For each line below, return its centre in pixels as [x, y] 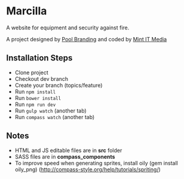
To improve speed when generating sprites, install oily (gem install [96, 163]
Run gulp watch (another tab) [50, 110]
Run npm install [35, 92]
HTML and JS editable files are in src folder [68, 150]
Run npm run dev [35, 104]
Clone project [32, 72]
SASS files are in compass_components [65, 156]
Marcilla [27, 11]
